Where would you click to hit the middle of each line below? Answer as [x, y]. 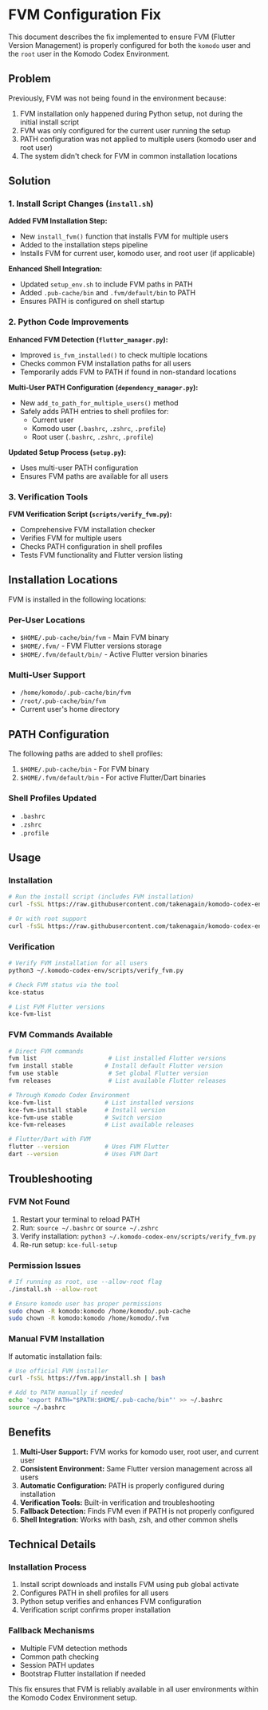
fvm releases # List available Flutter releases [117, 1081]
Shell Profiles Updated [53, 798]
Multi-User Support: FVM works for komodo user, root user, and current [139, 1451]
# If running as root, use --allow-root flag [85, 1282]
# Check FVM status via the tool [64, 985]
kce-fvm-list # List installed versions [101, 1103]
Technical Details [52, 1544]
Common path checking [59, 1657]
